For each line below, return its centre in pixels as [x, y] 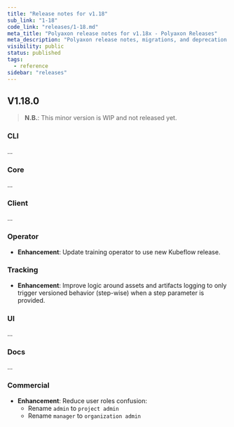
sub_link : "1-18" [33, 20]
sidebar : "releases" [37, 72]
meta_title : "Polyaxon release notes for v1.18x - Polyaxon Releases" [112, 33]
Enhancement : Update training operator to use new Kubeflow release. [119, 252]
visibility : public [36, 46]
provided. [31, 300]
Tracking [23, 270]
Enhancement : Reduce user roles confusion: [82, 400]
